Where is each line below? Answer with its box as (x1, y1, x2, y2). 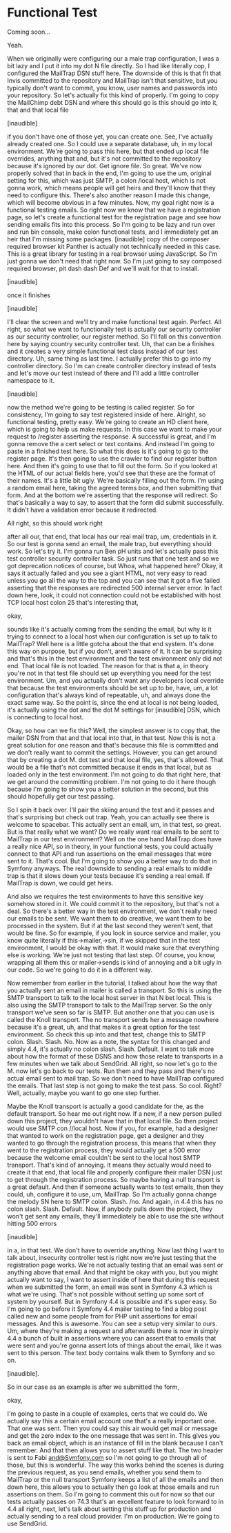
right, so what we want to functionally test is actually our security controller (7, 325, 221, 333)
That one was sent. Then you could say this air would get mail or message (7, 1424, 219, 1432)
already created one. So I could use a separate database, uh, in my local (7, 139, 212, 148)
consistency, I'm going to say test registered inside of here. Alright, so (7, 410, 206, 419)
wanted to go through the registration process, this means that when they (7, 1139, 217, 1147)
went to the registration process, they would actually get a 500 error (7, 1146, 201, 1154)
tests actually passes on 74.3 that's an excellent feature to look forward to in (7, 1497, 224, 1505)
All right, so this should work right (7, 519, 103, 527)
